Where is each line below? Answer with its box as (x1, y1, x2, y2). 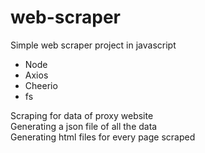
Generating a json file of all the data (10, 120, 158, 132)
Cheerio (24, 79, 58, 91)
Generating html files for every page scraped (10, 131, 196, 143)
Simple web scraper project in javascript (10, 39, 177, 51)
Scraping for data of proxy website (10, 109, 154, 121)
